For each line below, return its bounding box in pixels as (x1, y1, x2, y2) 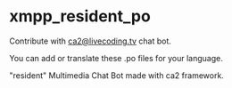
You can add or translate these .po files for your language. (9, 52, 223, 63)
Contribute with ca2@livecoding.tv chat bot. (9, 36, 172, 46)
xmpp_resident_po (9, 6, 152, 27)
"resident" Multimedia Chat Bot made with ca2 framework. (9, 69, 225, 81)
